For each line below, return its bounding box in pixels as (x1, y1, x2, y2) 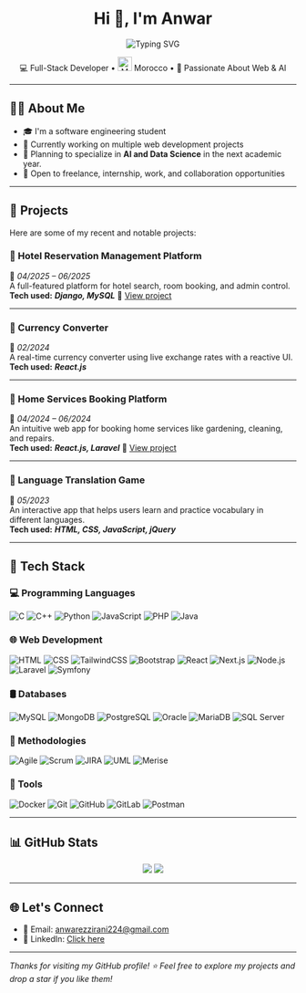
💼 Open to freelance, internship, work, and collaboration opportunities (22, 168, 285, 179)
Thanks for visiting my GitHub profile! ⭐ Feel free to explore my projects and (9, 960, 296, 971)
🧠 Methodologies (9, 734, 87, 747)
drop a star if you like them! (9, 974, 113, 985)
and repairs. (9, 433, 55, 444)
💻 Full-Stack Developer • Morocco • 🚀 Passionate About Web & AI (19, 62, 287, 73)
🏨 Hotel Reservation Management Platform (9, 250, 202, 263)
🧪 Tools (9, 778, 43, 790)
